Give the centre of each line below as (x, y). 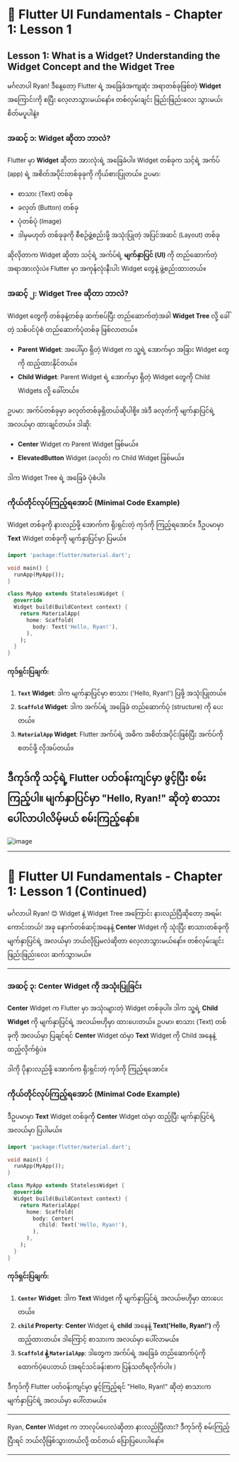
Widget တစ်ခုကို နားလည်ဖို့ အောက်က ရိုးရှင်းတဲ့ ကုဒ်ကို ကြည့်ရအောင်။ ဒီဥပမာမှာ (116, 524)
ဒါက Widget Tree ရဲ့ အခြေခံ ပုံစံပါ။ (57, 478)
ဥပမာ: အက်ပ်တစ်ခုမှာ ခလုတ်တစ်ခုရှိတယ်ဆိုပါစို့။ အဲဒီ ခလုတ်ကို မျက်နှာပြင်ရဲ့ (111, 410)
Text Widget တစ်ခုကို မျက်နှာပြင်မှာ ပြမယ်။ (67, 538)
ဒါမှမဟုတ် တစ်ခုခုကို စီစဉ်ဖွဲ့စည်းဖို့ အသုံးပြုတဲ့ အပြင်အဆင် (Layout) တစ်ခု (119, 235)
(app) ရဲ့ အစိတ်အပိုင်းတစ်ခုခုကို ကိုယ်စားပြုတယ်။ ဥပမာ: (84, 174)
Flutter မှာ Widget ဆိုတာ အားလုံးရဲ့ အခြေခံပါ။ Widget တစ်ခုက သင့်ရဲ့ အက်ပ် (114, 160)
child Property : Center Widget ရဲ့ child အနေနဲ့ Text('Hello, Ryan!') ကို (119, 1325)
